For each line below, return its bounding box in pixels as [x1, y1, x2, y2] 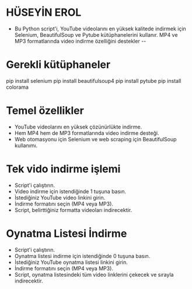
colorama [6, 83, 29, 90]
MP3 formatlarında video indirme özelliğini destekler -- [14, 37, 146, 44]
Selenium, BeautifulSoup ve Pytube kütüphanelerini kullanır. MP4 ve [14, 31, 178, 38]
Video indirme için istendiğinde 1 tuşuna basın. [14, 187, 127, 195]
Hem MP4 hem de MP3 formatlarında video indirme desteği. [14, 129, 159, 137]
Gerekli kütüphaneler [6, 58, 111, 71]
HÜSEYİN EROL [6, 6, 82, 19]
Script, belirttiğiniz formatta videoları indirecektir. [14, 206, 132, 213]
